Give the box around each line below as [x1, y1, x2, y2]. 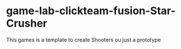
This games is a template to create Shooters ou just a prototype [6, 36, 161, 43]
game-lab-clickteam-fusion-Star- [6, 4, 176, 18]
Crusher [6, 17, 47, 30]
